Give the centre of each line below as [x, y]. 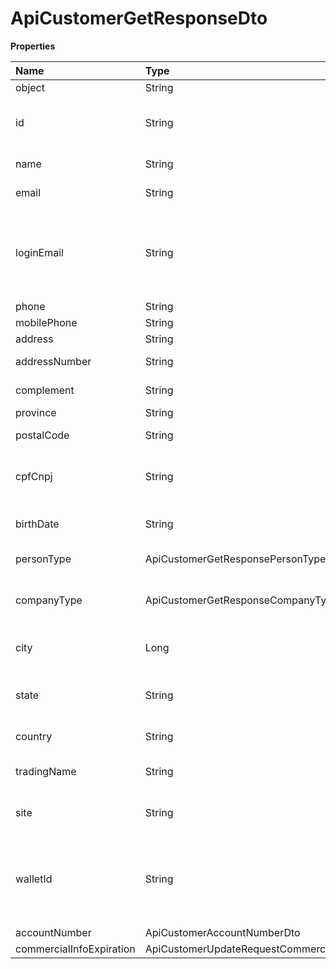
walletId [34, 879]
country [34, 736]
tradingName [46, 771]
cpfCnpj [34, 476]
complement [45, 390]
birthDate [37, 524]
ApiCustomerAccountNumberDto [222, 932]
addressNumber [53, 361]
